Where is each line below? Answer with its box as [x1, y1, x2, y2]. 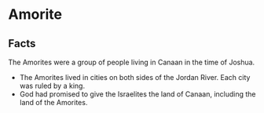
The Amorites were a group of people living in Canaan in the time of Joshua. [8, 57, 255, 67]
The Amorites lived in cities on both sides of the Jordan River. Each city [19, 73, 251, 82]
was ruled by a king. [19, 81, 85, 90]
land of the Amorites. [19, 98, 88, 107]
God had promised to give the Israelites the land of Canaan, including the [19, 89, 257, 99]
